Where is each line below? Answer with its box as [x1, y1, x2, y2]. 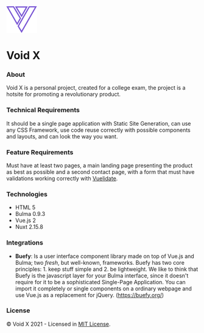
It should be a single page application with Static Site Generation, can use [6, 120, 191, 127]
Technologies [6, 190, 47, 198]
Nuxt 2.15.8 [15, 223, 44, 231]
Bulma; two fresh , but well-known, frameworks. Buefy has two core [15, 259, 185, 266]
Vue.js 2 [15, 217, 37, 224]
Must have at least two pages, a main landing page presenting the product [6, 162, 193, 169]
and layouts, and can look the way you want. [6, 132, 118, 140]
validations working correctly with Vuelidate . [6, 174, 118, 182]
